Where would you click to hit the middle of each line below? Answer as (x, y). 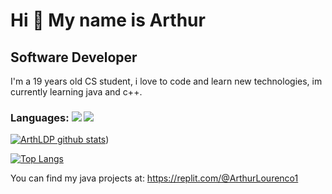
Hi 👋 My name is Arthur (108, 20)
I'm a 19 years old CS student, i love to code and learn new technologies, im (166, 81)
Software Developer (74, 57)
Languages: (40, 117)
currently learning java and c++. (76, 92)
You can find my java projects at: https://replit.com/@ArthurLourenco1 (154, 178)
